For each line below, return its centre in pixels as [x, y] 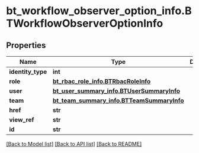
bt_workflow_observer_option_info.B [99, 11]
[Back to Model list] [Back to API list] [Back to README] [74, 144]
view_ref [22, 120]
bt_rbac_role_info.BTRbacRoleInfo [102, 81]
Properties [26, 45]
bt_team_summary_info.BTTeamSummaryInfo [118, 100]
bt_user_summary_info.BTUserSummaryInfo [116, 91]
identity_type [28, 72]
